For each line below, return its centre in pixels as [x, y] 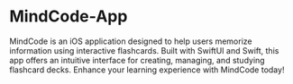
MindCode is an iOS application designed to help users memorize [131, 41]
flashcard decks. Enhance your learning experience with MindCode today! [147, 70]
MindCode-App [69, 17]
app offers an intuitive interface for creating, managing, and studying [137, 60]
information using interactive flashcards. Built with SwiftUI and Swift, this [144, 50]
